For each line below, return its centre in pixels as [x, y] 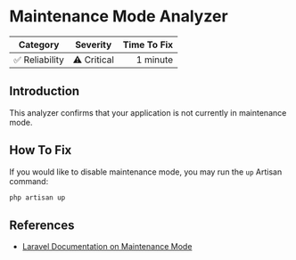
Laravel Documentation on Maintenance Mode [107, 247]
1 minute [155, 60]
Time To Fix [148, 45]
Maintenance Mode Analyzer [119, 16]
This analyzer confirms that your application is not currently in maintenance [148, 112]
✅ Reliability [39, 60]
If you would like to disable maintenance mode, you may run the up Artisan [146, 172]
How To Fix [41, 150]
